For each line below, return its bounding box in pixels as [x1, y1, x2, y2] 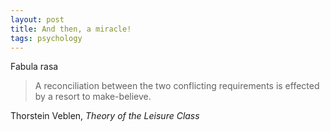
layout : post [10, 14, 65, 25]
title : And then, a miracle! [10, 24, 132, 34]
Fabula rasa [10, 61, 59, 73]
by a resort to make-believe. [34, 91, 152, 103]
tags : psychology [10, 33, 83, 43]
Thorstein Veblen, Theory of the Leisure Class [10, 110, 200, 122]
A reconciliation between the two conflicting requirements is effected [34, 80, 320, 92]
